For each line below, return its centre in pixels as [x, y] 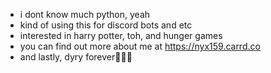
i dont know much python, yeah [85, 14]
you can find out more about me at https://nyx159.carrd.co [140, 46]
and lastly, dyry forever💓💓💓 [76, 57]
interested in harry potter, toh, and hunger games [121, 35]
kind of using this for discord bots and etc [106, 25]
